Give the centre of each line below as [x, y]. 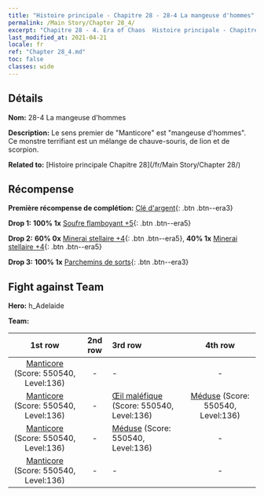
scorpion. [24, 149]
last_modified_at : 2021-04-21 [58, 37]
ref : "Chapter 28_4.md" [47, 52]
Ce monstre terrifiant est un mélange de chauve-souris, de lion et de [119, 141]
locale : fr [26, 45]
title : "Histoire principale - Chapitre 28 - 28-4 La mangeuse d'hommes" [132, 15]
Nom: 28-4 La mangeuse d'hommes [67, 117]
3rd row [127, 345]
